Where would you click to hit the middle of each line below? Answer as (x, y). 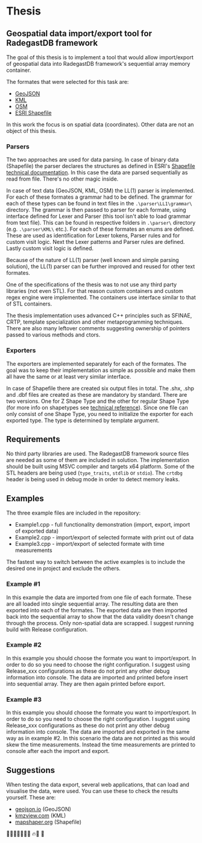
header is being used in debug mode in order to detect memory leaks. (93, 479)
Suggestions (31, 770)
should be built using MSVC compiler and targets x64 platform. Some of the (100, 467)
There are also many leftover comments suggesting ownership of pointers (98, 329)
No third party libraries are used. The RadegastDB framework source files (98, 454)
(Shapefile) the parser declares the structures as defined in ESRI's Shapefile (101, 166)
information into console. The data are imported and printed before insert (97, 677)
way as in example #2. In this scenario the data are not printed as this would (101, 739)
